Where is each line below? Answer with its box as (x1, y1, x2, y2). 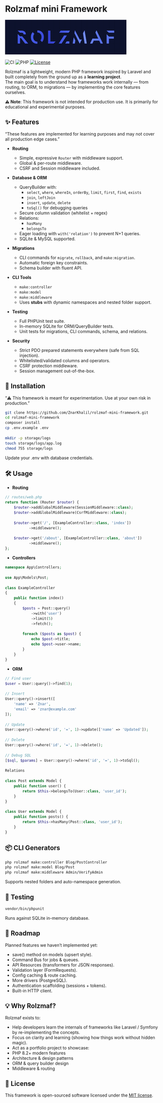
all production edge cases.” (5, 136, 60, 142)
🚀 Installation (5, 382, 46, 390)
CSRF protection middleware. (19, 363, 78, 368)
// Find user (5, 676, 32, 681)
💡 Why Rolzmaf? (5, 1002, 56, 1010)
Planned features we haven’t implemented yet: (5, 942, 98, 948)
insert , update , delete (26, 199, 71, 205)
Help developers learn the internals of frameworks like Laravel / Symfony (12, 1024, 158, 1030)
